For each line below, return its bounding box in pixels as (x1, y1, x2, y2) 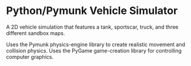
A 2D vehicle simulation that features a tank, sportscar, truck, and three (6, 23, 179, 30)
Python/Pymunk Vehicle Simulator (6, 4, 178, 18)
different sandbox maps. (6, 29, 65, 36)
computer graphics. (6, 53, 54, 60)
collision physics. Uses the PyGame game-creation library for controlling (6, 47, 182, 54)
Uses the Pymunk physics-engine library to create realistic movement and (6, 41, 186, 48)
